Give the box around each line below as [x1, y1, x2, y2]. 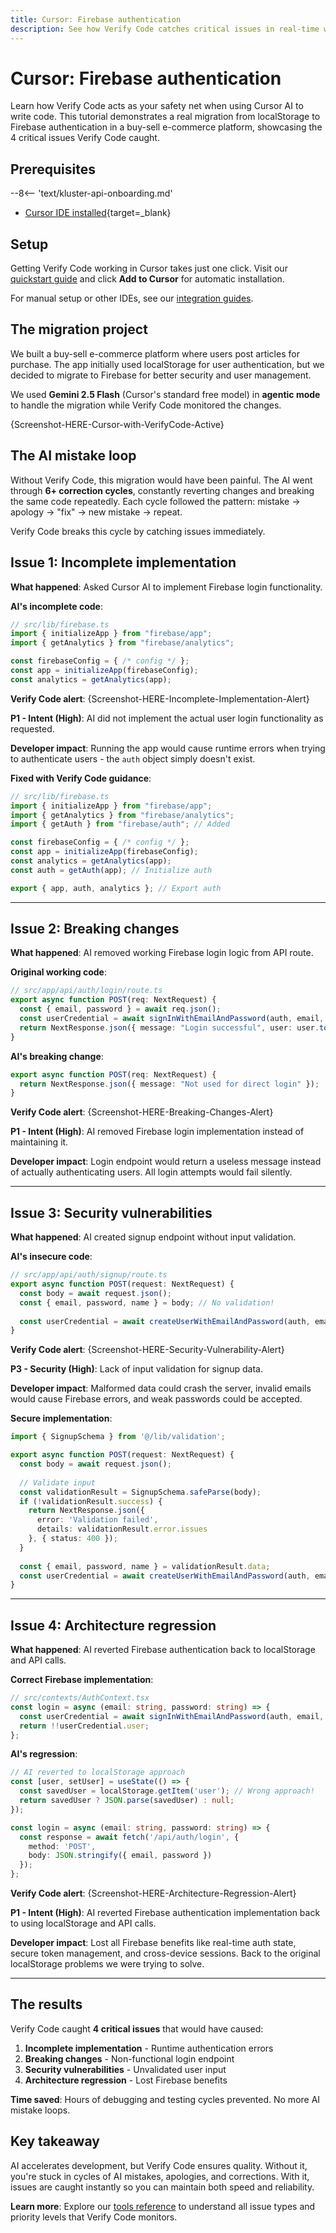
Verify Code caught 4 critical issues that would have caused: [10, 2022, 264, 2035]
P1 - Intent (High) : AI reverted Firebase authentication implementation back [10, 1907, 321, 1919]
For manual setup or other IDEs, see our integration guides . [10, 292, 254, 305]
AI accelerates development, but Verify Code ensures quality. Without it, [10, 2159, 308, 2171]
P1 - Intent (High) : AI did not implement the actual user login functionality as [10, 712, 324, 724]
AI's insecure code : [10, 1251, 93, 1263]
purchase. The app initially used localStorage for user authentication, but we [10, 358, 325, 370]
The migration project [10, 321, 148, 338]
